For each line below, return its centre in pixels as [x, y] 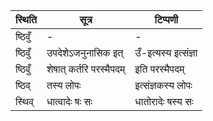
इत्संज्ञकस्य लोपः [163, 85]
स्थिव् [25, 101]
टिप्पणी [166, 19]
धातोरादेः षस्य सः [164, 101]
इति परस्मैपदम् [159, 69]
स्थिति [26, 19]
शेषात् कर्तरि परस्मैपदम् [86, 69]
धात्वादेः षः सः [69, 101]
